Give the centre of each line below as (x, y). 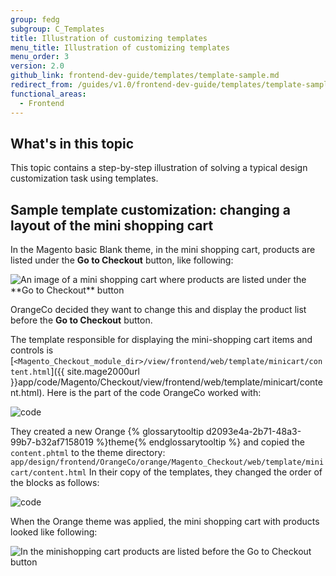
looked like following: (54, 532)
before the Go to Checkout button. (81, 320)
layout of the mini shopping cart (112, 225)
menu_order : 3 (40, 57)
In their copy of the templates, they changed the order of (205, 472)
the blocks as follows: (55, 483)
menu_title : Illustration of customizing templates (120, 47)
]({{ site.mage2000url (95, 372)
